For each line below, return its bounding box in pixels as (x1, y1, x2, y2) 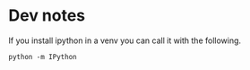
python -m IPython (8, 52, 77, 61)
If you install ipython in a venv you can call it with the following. (8, 35, 242, 46)
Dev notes (8, 5, 86, 26)
